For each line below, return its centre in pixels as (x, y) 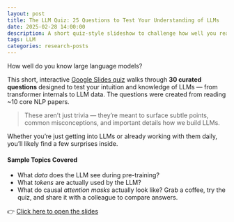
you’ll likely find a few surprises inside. (63, 143)
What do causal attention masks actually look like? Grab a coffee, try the (122, 190)
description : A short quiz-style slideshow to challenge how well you (112, 33)
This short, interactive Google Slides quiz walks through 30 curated (104, 80)
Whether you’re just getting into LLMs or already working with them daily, (112, 136)
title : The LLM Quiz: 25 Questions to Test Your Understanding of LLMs (113, 20)
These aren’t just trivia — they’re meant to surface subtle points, (116, 115)
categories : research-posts (48, 46)
